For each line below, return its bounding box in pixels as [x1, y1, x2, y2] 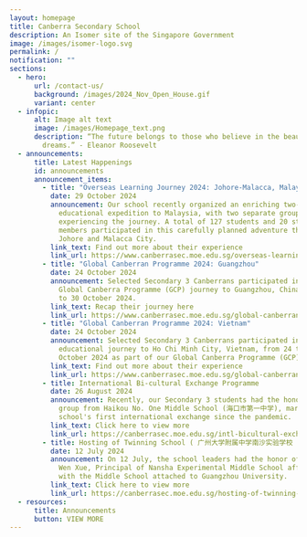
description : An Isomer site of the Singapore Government [9, 30, 235, 39]
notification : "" [9, 56, 76, 65]
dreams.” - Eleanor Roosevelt [42, 141, 157, 150]
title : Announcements [33, 506, 117, 515]
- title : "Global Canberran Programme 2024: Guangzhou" [42, 259, 259, 269]
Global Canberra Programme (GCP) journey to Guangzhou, [58, 285, 276, 294]
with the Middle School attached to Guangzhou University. [58, 472, 288, 481]
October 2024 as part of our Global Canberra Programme [58, 353, 276, 362]
